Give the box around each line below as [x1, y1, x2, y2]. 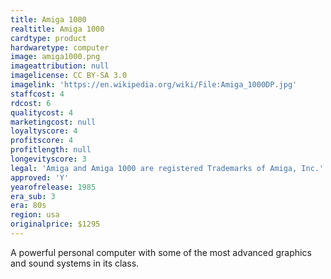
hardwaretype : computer [10, 42, 110, 53]
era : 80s [10, 201, 47, 211]
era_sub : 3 [10, 191, 56, 201]
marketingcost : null [10, 117, 97, 127]
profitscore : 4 [10, 136, 74, 146]
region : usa [10, 210, 60, 220]
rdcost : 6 [10, 98, 52, 108]
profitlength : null [10, 145, 92, 155]
